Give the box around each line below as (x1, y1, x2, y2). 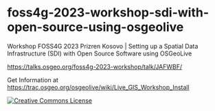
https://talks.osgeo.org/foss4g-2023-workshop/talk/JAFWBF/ (7, 62, 183, 71)
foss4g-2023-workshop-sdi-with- (7, 5, 210, 21)
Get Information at (7, 75, 58, 84)
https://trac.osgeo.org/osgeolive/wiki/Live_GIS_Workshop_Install (7, 83, 190, 91)
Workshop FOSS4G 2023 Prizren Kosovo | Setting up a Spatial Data (7, 42, 199, 50)
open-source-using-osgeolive (7, 19, 184, 35)
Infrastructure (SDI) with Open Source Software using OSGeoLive (7, 49, 192, 58)
